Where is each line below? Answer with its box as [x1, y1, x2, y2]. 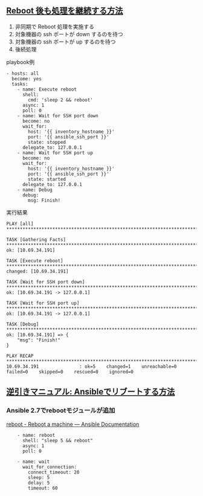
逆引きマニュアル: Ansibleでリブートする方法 [6, 387, 175, 397]
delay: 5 [28, 480, 50, 486]
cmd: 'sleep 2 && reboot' [28, 97, 94, 103]
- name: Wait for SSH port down [17, 112, 98, 119]
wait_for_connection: [22, 464, 77, 470]
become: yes [11, 76, 42, 82]
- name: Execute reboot [17, 86, 77, 92]
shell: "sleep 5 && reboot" [22, 437, 94, 443]
